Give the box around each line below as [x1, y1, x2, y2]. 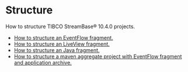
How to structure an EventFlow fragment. [13, 34, 113, 41]
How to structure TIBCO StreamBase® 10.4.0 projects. [5, 23, 135, 30]
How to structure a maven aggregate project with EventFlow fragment [13, 53, 182, 60]
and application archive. [13, 59, 72, 66]
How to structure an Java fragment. [13, 46, 100, 53]
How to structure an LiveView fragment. [13, 40, 110, 47]
